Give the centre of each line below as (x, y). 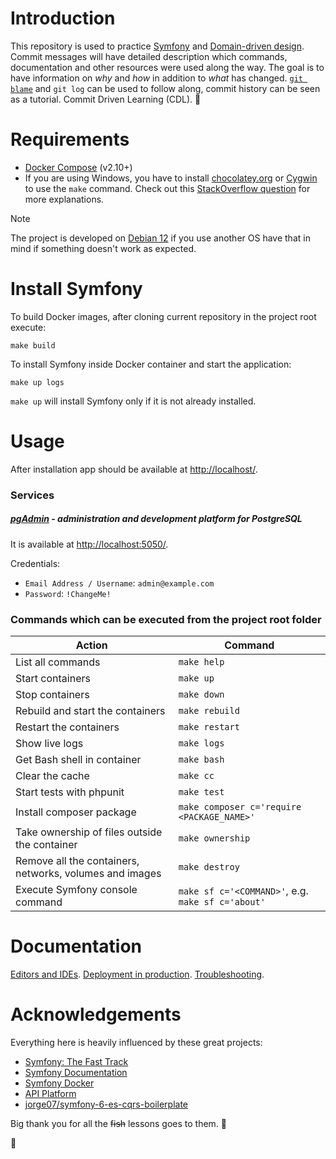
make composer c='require (240, 806)
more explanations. (64, 199)
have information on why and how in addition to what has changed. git (156, 78)
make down (201, 694)
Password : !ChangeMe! (68, 593)
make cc (196, 775)
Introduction (63, 18)
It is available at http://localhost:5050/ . (89, 544)
